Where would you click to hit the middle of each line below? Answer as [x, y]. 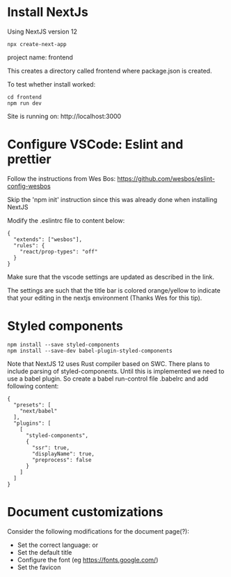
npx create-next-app [37, 44]
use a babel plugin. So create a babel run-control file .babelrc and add [108, 379]
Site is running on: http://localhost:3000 [64, 116]
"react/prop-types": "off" [59, 251]
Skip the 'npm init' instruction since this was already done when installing [112, 199]
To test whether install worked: [51, 84]
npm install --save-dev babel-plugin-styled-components [90, 351]
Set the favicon [39, 567]
